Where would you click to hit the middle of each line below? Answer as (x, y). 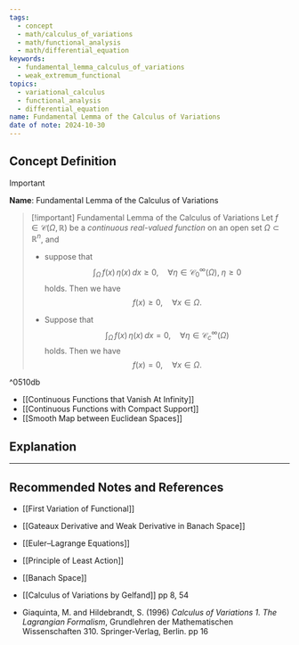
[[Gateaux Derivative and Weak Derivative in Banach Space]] (133, 526)
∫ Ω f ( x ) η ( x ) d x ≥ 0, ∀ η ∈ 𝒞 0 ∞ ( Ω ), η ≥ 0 (167, 272)
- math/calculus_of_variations (75, 34)
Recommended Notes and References (117, 487)
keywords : (28, 59)
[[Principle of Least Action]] (73, 560)
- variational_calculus (61, 92)
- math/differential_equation (73, 51)
